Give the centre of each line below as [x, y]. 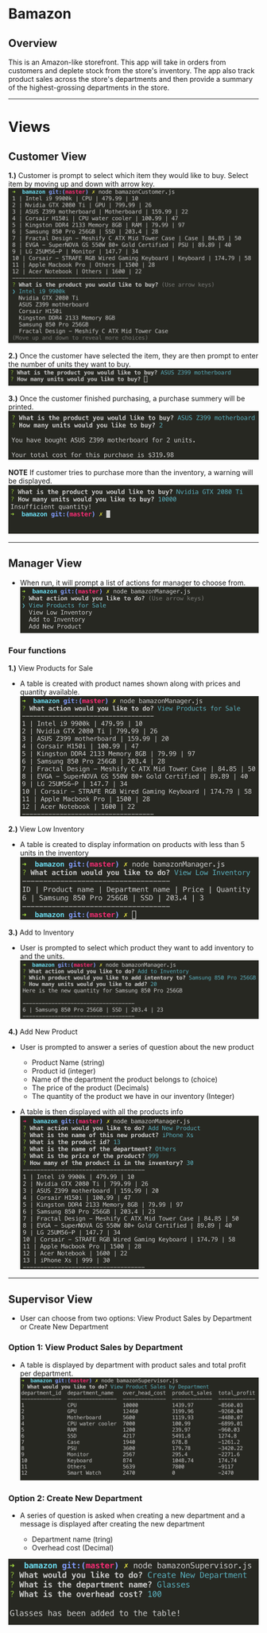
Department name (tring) [72, 1539]
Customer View [48, 156]
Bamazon [40, 14]
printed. [21, 407]
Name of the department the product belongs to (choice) [125, 1079]
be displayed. [31, 481]
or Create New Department [64, 1327]
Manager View [45, 564]
